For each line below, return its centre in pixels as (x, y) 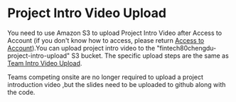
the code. (21, 92)
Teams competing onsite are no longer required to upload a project (106, 77)
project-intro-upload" (39, 56)
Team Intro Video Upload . (45, 63)
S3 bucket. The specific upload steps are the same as (150, 56)
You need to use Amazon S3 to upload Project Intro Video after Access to (115, 33)
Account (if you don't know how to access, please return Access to (106, 40)
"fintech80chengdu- (186, 48)
